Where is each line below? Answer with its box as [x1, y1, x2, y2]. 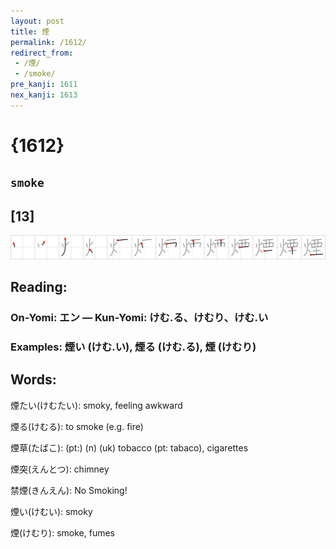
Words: [10, 371, 57, 389]
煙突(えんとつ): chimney [10, 463, 110, 475]
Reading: [10, 278, 68, 295]
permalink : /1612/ [10, 37, 87, 47]
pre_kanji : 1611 [10, 80, 78, 90]
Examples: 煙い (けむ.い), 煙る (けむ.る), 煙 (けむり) [10, 340, 257, 354]
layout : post [10, 16, 65, 26]
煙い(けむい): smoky [10, 505, 93, 517]
